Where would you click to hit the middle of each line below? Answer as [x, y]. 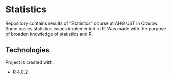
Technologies [28, 50]
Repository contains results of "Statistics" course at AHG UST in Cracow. [82, 23]
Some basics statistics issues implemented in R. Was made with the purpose [86, 28]
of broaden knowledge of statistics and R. [49, 34]
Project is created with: [30, 62]
